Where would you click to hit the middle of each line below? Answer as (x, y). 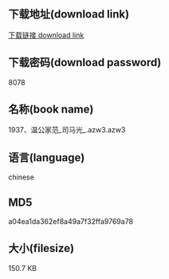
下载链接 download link (46, 35)
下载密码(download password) (85, 63)
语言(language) (47, 157)
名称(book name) (51, 110)
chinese (21, 177)
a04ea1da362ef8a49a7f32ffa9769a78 (71, 222)
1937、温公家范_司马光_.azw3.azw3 (67, 130)
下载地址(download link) (69, 14)
